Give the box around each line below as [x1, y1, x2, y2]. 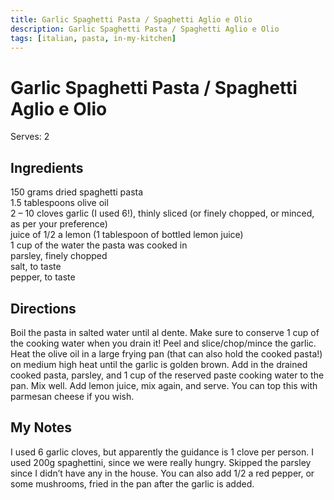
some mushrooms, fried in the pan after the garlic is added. [10, 477, 255, 490]
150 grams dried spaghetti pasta [10, 186, 144, 198]
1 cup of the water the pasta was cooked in [10, 239, 188, 251]
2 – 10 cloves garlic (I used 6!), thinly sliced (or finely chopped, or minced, [10, 207, 315, 220]
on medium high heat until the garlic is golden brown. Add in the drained [10, 358, 308, 370]
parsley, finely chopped [10, 250, 108, 262]
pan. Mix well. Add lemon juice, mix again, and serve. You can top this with [10, 379, 318, 391]
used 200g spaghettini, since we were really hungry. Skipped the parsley [10, 456, 312, 468]
